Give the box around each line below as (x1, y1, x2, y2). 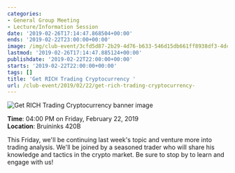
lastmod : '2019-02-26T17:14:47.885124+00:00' (7, 50, 142, 57)
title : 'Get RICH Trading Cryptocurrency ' (7, 75, 136, 83)
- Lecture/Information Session (7, 23, 99, 30)
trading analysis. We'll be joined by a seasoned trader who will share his (7, 143, 215, 151)
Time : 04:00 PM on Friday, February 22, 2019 (7, 115, 138, 123)
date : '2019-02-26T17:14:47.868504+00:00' (7, 29, 133, 37)
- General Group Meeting (7, 17, 80, 24)
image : (7, 43, 27, 50)
